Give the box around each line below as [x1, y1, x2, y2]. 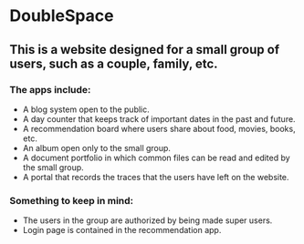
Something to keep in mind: [9, 194, 134, 207]
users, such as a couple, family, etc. [9, 56, 218, 71]
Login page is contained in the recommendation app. [22, 225, 222, 236]
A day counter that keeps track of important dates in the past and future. [22, 113, 296, 124]
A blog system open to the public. [22, 104, 151, 115]
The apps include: [9, 83, 91, 96]
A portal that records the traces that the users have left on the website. [22, 171, 289, 182]
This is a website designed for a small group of [9, 42, 280, 57]
